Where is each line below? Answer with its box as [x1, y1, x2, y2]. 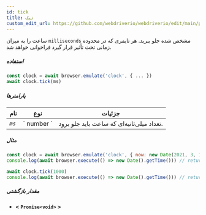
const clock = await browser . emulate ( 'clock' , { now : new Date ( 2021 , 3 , [6, 152, 196, 158]
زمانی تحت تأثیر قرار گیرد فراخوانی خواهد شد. [6, 43, 112, 51]
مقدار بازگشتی [6, 188, 40, 195]
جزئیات [101, 109, 121, 118]
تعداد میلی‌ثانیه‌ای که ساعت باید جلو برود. [58, 120, 164, 128]
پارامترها [6, 92, 26, 99]
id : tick [6, 9, 29, 15]
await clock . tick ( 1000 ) [6, 169, 67, 175]
